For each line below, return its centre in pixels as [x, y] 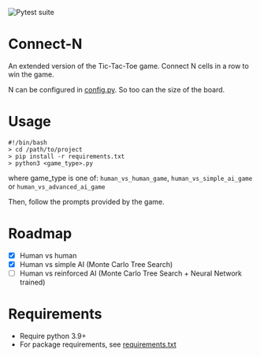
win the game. [31, 74]
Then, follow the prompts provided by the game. [86, 201]
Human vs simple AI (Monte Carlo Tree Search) [96, 264]
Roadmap [40, 234]
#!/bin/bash [28, 142]
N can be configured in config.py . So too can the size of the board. [117, 89]
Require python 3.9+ [53, 336]
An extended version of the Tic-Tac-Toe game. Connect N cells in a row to [129, 66]
